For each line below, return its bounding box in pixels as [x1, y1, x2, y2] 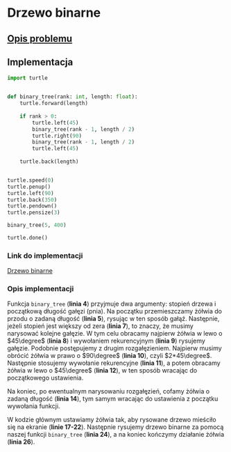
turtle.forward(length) [19, 100, 89, 107]
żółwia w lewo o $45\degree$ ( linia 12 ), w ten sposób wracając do [7, 366, 198, 375]
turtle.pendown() [7, 203, 58, 210]
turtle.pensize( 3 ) [7, 209, 60, 217]
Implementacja [7, 56, 74, 68]
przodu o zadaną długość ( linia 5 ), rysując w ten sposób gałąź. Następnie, [7, 315, 220, 323]
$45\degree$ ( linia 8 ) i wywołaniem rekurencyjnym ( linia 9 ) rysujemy [7, 336, 206, 345]
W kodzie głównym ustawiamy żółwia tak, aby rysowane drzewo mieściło [7, 416, 216, 424]
